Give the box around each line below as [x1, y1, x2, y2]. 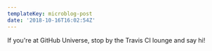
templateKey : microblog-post [7, 10, 93, 17]
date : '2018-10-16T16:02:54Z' [7, 17, 96, 24]
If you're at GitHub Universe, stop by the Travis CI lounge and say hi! [7, 36, 206, 44]
